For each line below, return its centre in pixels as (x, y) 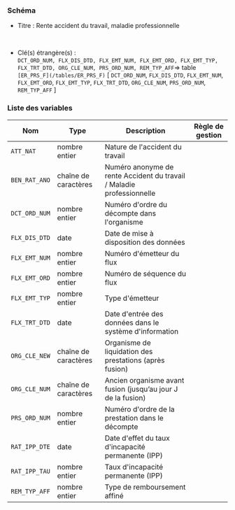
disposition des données (145, 242)
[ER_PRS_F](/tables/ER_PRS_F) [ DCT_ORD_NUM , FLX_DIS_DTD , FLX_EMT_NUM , (120, 75)
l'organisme (124, 222)
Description (145, 130)
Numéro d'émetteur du (142, 253)
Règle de (209, 126)
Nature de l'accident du (143, 147)
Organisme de (128, 343)
